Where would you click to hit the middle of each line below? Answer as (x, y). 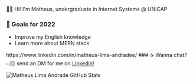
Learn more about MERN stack (52, 43)
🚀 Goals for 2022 (31, 24)
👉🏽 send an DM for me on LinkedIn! (50, 63)
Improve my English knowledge (53, 37)
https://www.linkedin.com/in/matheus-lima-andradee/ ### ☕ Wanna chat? (97, 55)
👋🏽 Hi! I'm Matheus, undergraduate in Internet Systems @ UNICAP (87, 9)
